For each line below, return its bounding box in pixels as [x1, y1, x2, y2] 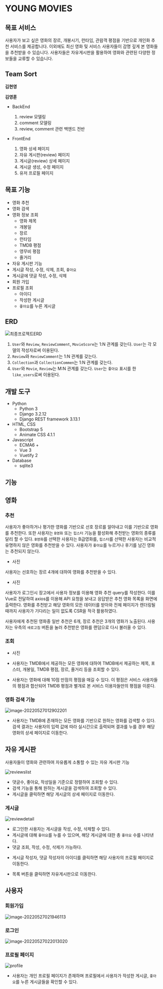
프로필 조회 [12, 285, 34, 290]
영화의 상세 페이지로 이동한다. [12, 729, 69, 736]
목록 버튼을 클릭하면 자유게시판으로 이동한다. [12, 871, 97, 877]
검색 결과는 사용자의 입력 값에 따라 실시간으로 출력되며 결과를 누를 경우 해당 [12, 723, 155, 729]
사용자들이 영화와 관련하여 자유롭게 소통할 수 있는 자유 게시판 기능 [5, 759, 130, 765]
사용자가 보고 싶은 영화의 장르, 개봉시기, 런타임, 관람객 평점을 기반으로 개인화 [5, 38, 150, 43]
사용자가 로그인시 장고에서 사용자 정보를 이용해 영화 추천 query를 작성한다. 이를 [5, 590, 156, 596]
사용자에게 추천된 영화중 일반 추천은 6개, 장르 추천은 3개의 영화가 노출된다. [5, 618, 147, 624]
